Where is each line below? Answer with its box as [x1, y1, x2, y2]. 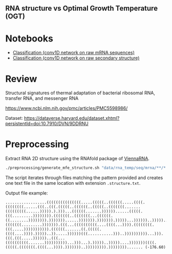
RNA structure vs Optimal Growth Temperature [5, 4, 158, 13]
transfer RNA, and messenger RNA [5, 95, 79, 101]
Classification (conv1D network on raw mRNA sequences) [12, 50, 135, 56]
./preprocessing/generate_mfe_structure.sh [5, 165, 100, 171]
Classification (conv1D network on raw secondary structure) [12, 55, 140, 61]
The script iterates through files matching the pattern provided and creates [5, 175, 163, 181]
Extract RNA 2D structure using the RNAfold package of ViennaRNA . [5, 156, 150, 162]
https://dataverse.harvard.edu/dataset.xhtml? [24, 115, 120, 121]
